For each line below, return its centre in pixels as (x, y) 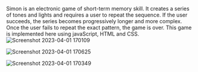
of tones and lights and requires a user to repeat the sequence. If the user (97, 15)
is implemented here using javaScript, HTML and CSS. (73, 34)
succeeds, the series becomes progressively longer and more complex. (94, 21)
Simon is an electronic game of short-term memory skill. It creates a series (98, 9)
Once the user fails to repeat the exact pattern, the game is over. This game (99, 27)
